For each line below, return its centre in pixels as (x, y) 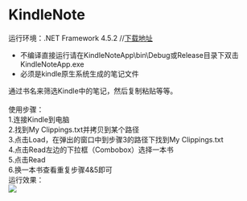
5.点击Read (27, 159)
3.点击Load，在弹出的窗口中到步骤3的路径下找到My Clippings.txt (116, 139)
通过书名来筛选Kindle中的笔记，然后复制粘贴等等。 (93, 91)
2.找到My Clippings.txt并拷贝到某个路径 (74, 129)
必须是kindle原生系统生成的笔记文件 (79, 73)
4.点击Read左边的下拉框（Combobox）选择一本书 (91, 150)
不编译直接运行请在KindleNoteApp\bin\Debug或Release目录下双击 (129, 55)
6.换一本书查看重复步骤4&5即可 (60, 170)
